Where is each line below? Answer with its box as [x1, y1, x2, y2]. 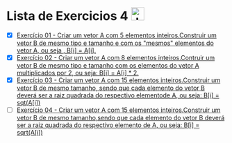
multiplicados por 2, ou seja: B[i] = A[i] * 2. [16, 69, 140, 77]
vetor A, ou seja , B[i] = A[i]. [16, 46, 97, 55]
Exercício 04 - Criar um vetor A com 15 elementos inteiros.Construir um [16, 106, 221, 114]
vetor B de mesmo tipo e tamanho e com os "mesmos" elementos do [16, 39, 215, 47]
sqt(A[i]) [16, 99, 41, 107]
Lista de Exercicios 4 [6, 8, 129, 24]
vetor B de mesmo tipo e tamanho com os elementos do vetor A [16, 61, 199, 70]
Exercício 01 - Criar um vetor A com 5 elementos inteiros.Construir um [16, 31, 217, 39]
